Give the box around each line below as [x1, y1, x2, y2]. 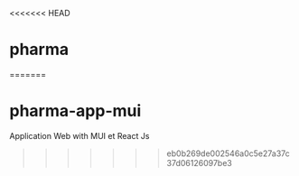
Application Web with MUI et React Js [9, 130, 150, 141]
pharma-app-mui [9, 101, 142, 121]
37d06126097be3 [166, 157, 232, 168]
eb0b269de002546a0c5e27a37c [166, 148, 291, 159]
